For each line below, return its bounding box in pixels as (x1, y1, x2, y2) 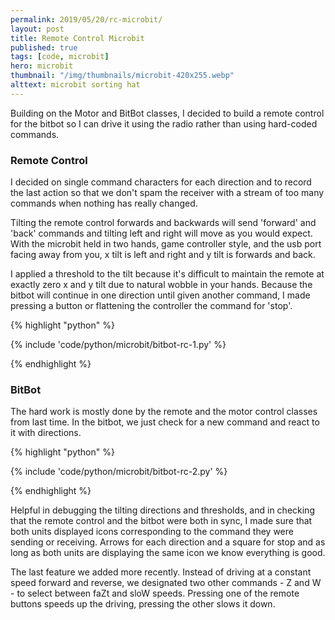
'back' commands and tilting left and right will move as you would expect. (10, 227, 313, 240)
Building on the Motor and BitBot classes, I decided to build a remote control (10, 107, 325, 119)
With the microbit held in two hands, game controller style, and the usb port (10, 238, 322, 250)
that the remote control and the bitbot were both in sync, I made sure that (10, 515, 313, 527)
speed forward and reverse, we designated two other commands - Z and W (10, 577, 322, 589)
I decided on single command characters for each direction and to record (10, 176, 312, 188)
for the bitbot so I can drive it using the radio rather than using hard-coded (10, 117, 318, 130)
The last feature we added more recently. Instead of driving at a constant (10, 566, 312, 578)
